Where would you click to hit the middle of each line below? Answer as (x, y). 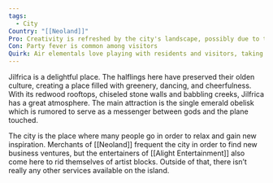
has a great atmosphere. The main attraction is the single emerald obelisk (131, 103)
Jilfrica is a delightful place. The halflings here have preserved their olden (132, 77)
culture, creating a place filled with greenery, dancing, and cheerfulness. (130, 85)
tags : (17, 16)
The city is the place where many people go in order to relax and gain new (133, 136)
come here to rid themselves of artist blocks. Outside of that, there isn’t (128, 162)
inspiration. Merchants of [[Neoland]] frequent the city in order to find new (133, 144)
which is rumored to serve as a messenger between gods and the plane (129, 111)
